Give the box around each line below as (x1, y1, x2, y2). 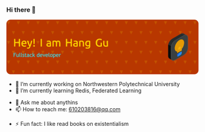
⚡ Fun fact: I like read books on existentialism (15, 120, 129, 128)
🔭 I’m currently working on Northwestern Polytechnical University (15, 81, 180, 88)
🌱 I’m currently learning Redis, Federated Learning (15, 87, 142, 94)
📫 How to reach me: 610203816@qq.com (15, 106, 121, 113)
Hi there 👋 (6, 5, 37, 14)
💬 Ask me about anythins (15, 99, 78, 106)
